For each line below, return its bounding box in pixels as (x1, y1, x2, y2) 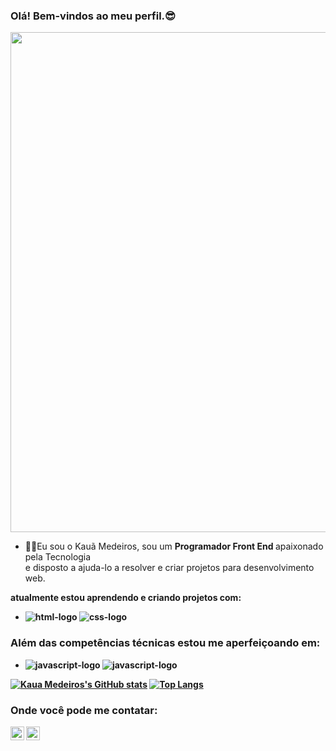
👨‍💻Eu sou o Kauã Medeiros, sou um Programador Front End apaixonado (24, 540, 324, 553)
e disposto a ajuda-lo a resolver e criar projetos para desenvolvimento (24, 562, 315, 574)
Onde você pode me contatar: (10, 703, 158, 717)
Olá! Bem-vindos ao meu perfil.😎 (10, 9, 177, 23)
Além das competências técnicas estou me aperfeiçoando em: (10, 636, 321, 650)
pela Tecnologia (24, 551, 92, 563)
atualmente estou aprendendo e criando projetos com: (10, 592, 242, 604)
